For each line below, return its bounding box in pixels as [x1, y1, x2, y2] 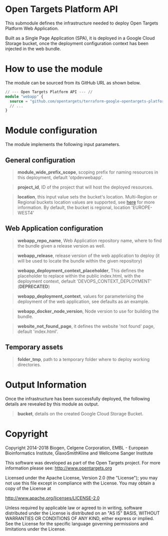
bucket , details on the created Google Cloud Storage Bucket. [17, 410, 143, 416]
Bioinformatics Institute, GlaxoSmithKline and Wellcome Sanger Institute [5, 450, 153, 456]
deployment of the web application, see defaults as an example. [17, 298, 149, 304]
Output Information [5, 379, 87, 390]
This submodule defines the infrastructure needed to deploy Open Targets [5, 20, 158, 26]
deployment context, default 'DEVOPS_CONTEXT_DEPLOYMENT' [17, 278, 152, 284]
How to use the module [5, 63, 103, 74]
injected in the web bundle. [5, 45, 61, 51]
